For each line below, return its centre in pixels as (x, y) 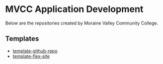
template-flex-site (31, 56)
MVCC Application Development (74, 9)
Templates (22, 39)
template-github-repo (35, 50)
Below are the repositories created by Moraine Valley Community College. (82, 23)
